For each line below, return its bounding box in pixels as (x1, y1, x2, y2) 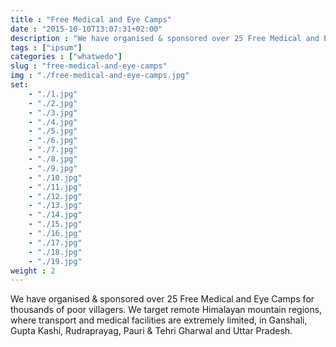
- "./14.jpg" (28, 210, 83, 220)
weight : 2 (10, 266, 56, 276)
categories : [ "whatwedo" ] (10, 52, 123, 62)
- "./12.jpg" (28, 191, 83, 201)
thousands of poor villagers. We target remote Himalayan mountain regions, (10, 304, 323, 316)
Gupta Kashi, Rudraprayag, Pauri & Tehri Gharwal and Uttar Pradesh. (10, 325, 293, 337)
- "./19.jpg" (28, 256, 83, 266)
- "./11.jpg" (28, 182, 83, 192)
